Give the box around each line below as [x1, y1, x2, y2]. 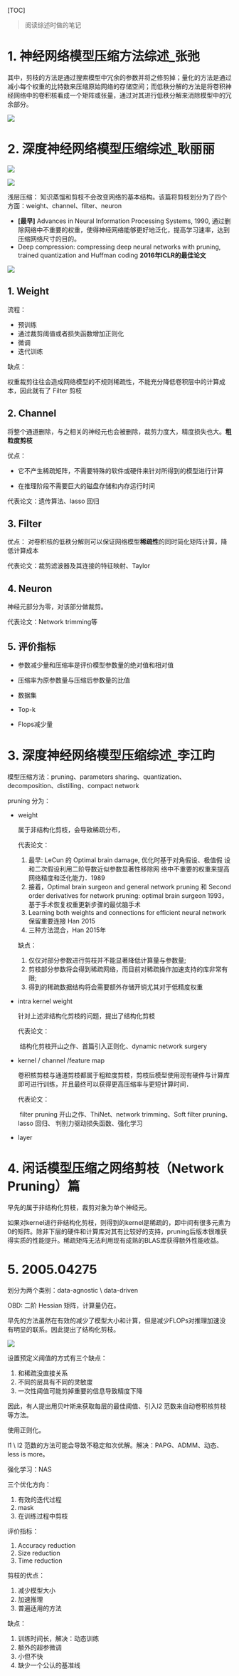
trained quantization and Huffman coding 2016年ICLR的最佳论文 [17, 251, 206, 259]
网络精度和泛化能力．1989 [28, 873, 105, 882]
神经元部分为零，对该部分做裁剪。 [7, 602, 107, 611]
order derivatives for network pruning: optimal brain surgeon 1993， [28, 891, 228, 900]
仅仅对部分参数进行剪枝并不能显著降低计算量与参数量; [28, 956, 186, 964]
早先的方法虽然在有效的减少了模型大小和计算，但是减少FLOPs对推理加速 [7, 1316, 220, 1325]
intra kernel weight [17, 997, 73, 1005]
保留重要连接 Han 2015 [28, 916, 96, 925]
